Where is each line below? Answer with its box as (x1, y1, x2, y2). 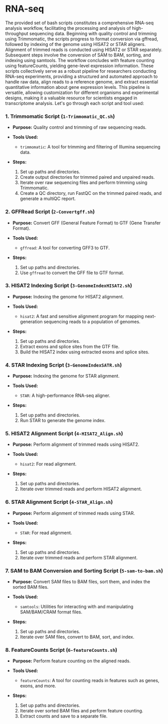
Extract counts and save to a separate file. (20, 713, 108, 719)
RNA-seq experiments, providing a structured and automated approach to (5, 73, 158, 79)
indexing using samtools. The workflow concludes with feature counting (5, 57, 155, 63)
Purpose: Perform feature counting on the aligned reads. (12, 658, 131, 664)
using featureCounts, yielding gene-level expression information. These (5, 63, 154, 69)
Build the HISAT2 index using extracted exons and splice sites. (20, 349, 149, 355)
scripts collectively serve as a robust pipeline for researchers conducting (5, 68, 157, 74)
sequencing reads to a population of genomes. (43, 319, 141, 325)
